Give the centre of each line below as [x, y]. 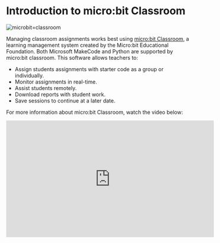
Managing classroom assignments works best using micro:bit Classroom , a [98, 39]
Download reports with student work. [60, 94]
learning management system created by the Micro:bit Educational [87, 45]
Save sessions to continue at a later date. [65, 100]
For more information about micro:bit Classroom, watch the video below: [95, 112]
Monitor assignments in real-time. [56, 82]
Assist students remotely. [46, 88]
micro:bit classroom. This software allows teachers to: [72, 57]
